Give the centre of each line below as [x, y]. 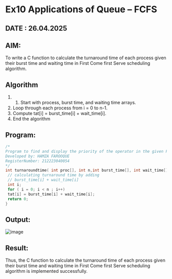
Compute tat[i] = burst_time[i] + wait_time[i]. [59, 113]
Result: [17, 248]
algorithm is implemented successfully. [47, 271]
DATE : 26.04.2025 [36, 28]
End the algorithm [31, 119]
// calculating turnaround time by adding [53, 175]
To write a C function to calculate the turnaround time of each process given [86, 58]
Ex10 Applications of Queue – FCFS [81, 9]
